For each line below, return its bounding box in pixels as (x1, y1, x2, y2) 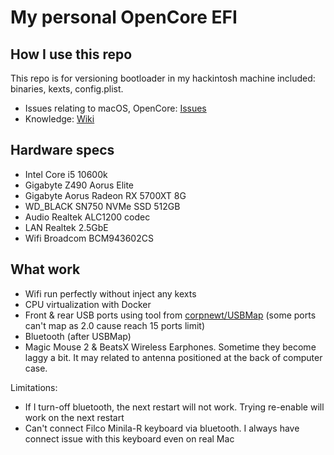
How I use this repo (10, 46, 133, 63)
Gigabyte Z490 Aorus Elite (24, 179, 135, 191)
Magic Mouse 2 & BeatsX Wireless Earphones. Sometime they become (24, 341, 317, 353)
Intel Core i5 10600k (24, 168, 108, 180)
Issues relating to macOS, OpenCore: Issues (24, 102, 207, 114)
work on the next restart (24, 411, 125, 423)
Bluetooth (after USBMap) (24, 330, 132, 342)
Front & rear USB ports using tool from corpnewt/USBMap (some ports (24, 309, 317, 321)
